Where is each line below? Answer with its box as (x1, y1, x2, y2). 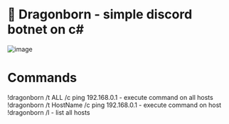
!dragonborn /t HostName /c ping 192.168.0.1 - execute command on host (7, 101, 222, 109)
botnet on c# (7, 21, 84, 38)
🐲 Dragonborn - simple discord (7, 6, 193, 23)
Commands (7, 70, 78, 86)
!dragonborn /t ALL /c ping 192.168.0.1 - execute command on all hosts (7, 93, 213, 101)
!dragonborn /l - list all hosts (7, 108, 90, 116)
